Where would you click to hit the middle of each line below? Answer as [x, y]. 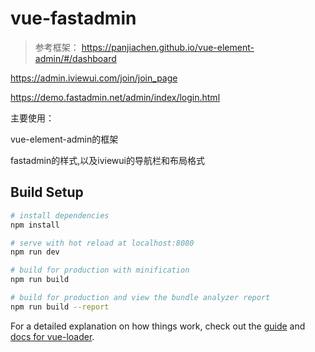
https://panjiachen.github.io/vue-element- [168, 47]
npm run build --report [60, 307]
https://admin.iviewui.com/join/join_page [94, 78]
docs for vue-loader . [52, 336]
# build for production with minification [100, 270]
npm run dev [35, 252]
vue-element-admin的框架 [64, 139]
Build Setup [47, 192]
